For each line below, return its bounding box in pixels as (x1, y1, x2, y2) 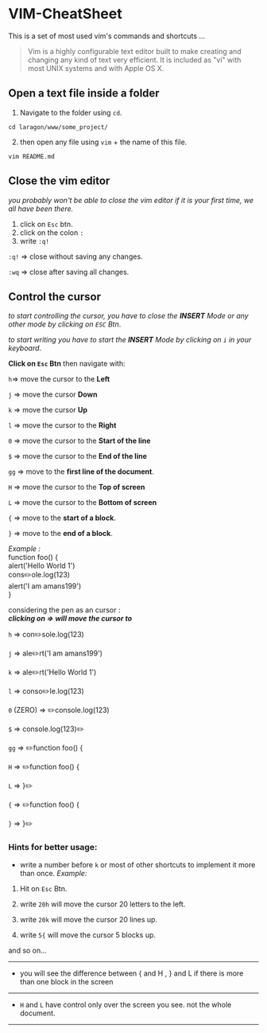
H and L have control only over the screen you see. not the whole (19, 1000, 232, 1009)
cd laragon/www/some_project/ (8, 123, 109, 131)
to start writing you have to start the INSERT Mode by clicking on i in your (8, 335, 252, 345)
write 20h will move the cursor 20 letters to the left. (19, 899, 186, 909)
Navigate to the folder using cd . (19, 108, 122, 117)
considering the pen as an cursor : (8, 605, 121, 615)
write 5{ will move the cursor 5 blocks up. (19, 929, 157, 940)
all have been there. (8, 204, 74, 213)
